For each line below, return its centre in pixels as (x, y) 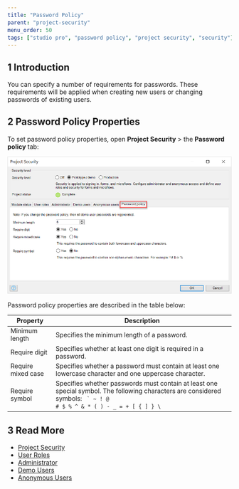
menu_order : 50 (30, 30)
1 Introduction (38, 67)
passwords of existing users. (49, 100)
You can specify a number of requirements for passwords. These (103, 85)
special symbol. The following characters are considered (139, 391)
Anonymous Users (45, 478)
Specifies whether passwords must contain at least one (137, 384)
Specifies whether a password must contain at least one (138, 366)
